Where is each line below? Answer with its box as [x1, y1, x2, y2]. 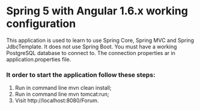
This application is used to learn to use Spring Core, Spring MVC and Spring [6, 36, 194, 44]
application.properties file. [6, 56, 71, 63]
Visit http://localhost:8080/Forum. [14, 97, 99, 104]
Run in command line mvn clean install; [14, 84, 112, 91]
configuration [6, 17, 76, 30]
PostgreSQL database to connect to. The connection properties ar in [6, 49, 176, 56]
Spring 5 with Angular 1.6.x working [6, 4, 188, 18]
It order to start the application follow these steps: [6, 71, 156, 79]
